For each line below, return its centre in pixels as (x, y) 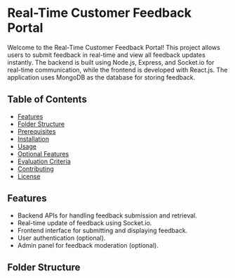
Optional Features (43, 153)
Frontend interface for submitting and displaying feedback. (102, 230)
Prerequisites (36, 131)
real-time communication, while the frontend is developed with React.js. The (117, 70)
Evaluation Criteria (44, 161)
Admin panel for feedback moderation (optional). (88, 245)
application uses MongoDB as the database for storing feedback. (101, 77)
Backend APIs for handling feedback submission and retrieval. (107, 215)
